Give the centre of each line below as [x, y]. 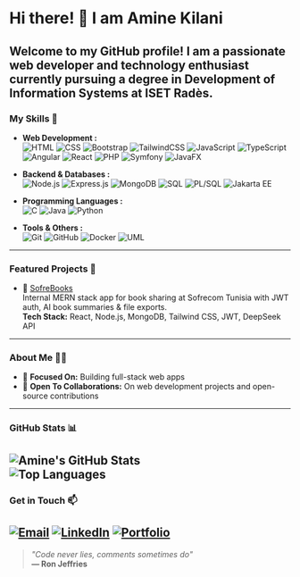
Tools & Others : [52, 228]
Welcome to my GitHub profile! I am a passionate [147, 51]
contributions [74, 396]
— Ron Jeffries [59, 564]
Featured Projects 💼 [53, 269]
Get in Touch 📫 [43, 500]
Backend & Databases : [66, 174]
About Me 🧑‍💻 [38, 358]
